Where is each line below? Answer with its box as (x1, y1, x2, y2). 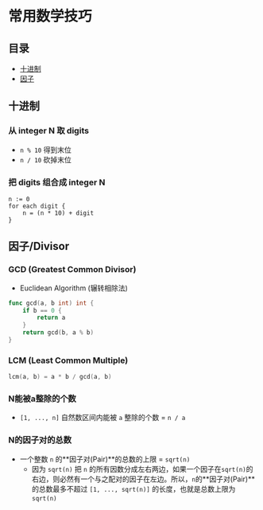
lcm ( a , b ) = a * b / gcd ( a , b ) (8, 373, 112, 381)
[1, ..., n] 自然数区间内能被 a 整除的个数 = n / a (19, 413, 186, 422)
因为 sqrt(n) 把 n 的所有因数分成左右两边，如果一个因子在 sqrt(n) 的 (31, 464, 253, 473)
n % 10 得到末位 (19, 145, 72, 154)
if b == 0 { (22, 306, 62, 314)
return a (37, 313, 66, 322)
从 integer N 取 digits (8, 125, 90, 136)
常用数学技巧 (8, 7, 93, 25)
